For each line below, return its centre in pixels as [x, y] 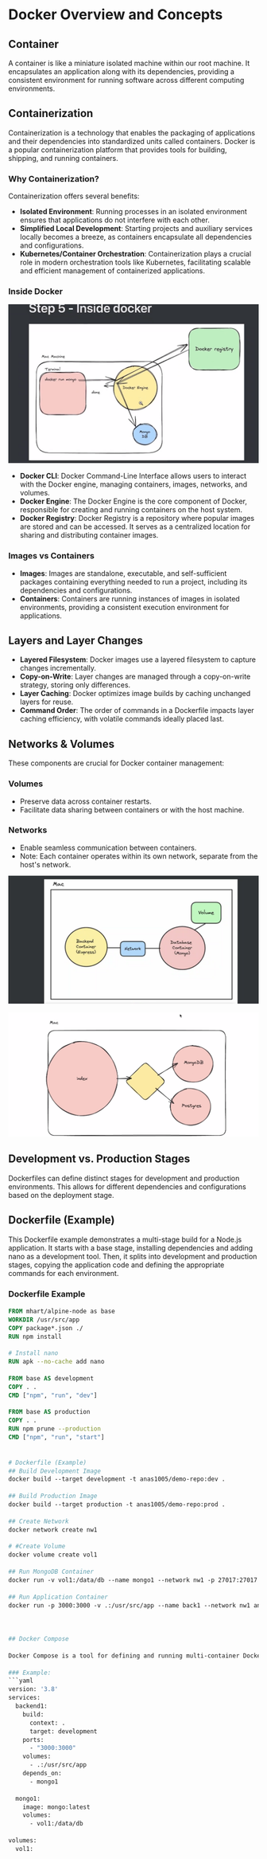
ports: [33, 1740]
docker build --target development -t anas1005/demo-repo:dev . [117, 1479]
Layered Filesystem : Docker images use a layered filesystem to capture [138, 659]
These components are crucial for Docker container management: [116, 763]
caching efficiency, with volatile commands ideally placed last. [122, 719]
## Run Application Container [58, 1597]
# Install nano [33, 1353]
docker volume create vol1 [53, 1555]
